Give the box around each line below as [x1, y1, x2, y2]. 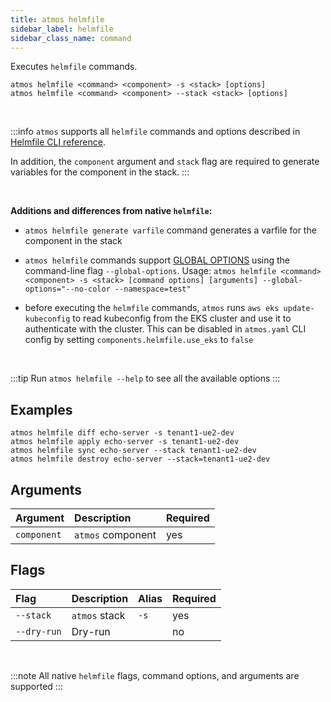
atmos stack [71, 608, 126, 622]
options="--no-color [24, 284, 111, 295]
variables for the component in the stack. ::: [10, 166, 190, 178]
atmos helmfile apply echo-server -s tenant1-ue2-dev [10, 437, 240, 447]
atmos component [74, 528, 157, 541]
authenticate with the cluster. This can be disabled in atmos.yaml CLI [24, 323, 307, 335]
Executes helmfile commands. [10, 61, 138, 73]
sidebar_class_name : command [10, 33, 132, 43]
